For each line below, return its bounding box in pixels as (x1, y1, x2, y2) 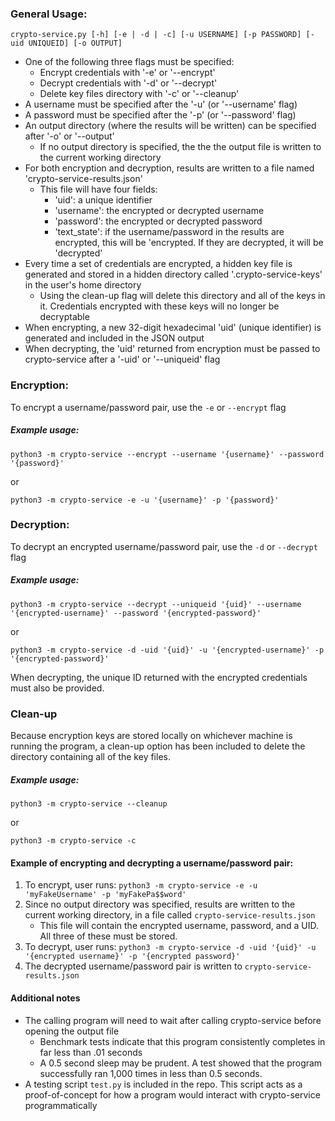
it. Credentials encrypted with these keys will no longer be (39, 300, 280, 312)
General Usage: (10, 7, 88, 21)
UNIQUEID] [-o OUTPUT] (28, 38, 123, 49)
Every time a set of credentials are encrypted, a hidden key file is (24, 258, 293, 270)
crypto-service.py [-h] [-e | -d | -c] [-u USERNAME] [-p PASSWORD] (10, 30, 302, 40)
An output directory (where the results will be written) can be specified (24, 120, 317, 132)
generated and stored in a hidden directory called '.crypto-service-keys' (24, 268, 323, 281)
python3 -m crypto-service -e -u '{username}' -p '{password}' (10, 495, 280, 505)
